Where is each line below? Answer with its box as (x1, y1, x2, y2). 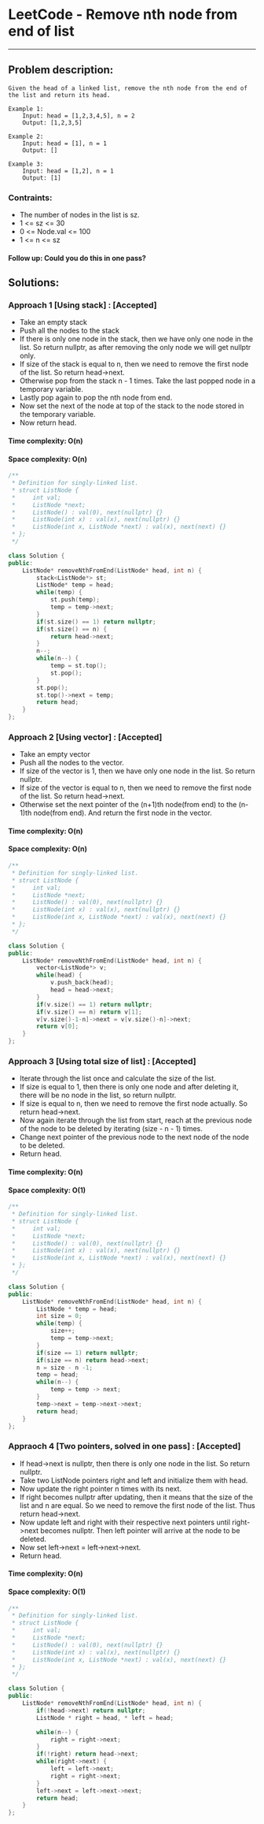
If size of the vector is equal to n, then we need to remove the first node (19, 783, 252, 793)
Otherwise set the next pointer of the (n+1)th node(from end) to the (19, 800, 237, 810)
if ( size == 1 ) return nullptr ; (36, 1349, 139, 1357)
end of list (8, 22, 75, 40)
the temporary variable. (19, 410, 96, 419)
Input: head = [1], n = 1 (22, 140, 108, 147)
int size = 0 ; (36, 1312, 82, 1320)
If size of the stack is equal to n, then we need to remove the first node (19, 359, 249, 369)
